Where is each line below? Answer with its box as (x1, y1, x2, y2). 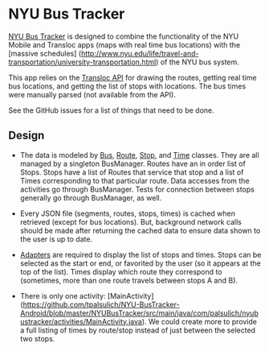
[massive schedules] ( (8, 48, 82, 58)
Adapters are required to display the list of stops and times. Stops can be (19, 250, 262, 259)
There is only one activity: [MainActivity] (19, 291, 154, 300)
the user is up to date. (19, 234, 93, 244)
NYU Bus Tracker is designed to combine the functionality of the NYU (8, 31, 239, 41)
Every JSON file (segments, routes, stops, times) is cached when (19, 209, 235, 218)
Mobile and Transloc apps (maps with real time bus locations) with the (8, 39, 241, 49)
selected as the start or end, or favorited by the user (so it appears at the (19, 258, 261, 268)
